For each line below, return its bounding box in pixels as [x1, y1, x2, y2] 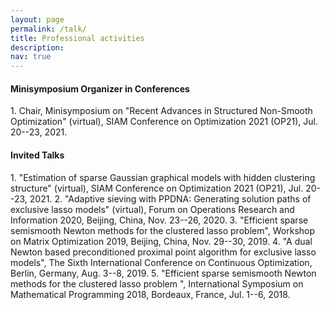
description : [10, 42, 65, 53]
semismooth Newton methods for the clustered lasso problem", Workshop [10, 224, 316, 236]
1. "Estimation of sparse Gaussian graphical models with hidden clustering [10, 171, 316, 183]
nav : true [10, 52, 52, 62]
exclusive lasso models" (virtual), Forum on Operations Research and [10, 203, 295, 215]
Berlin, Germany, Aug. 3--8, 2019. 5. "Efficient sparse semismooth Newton [10, 267, 317, 279]
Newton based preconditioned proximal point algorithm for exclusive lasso [10, 246, 317, 258]
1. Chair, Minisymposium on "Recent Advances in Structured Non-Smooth [10, 105, 313, 117]
